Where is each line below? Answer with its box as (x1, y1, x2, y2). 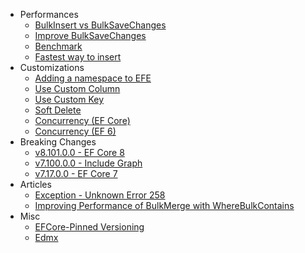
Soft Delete (34, 104, 82, 116)
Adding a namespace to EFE (34, 72, 152, 84)
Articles (19, 179, 52, 190)
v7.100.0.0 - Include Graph (34, 157, 143, 169)
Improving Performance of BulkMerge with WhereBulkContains (34, 200, 295, 211)
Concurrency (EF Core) (34, 115, 131, 126)
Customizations (19, 62, 85, 73)
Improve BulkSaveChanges (34, 30, 147, 41)
